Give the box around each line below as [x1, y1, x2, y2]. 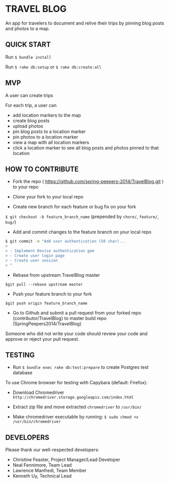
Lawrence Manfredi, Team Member [12, 468, 87, 474]
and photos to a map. [5, 25, 50, 31]
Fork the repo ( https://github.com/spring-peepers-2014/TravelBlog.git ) [12, 179, 164, 185]
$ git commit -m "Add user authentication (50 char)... [5, 239, 126, 244]
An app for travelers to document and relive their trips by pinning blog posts [5, 20, 164, 26]
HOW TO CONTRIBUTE [5, 165, 79, 173]
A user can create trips [5, 92, 53, 98]
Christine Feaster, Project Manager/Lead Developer [12, 456, 121, 463]
